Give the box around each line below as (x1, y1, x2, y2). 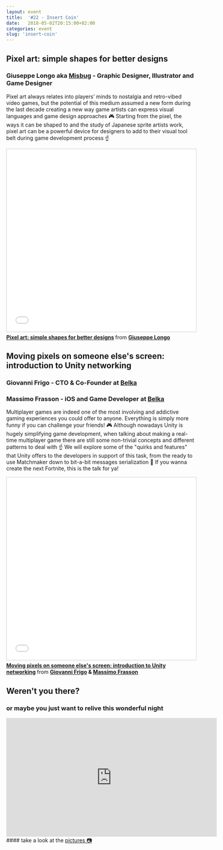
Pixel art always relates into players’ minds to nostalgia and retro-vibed (6, 93, 182, 100)
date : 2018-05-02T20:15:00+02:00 (6, 20, 96, 26)
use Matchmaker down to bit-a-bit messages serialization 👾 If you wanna (6, 459, 188, 466)
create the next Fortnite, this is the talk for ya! (6, 465, 119, 472)
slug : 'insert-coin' (6, 31, 58, 37)
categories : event (6, 25, 52, 32)
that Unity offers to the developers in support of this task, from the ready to (6, 452, 193, 459)
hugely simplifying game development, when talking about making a (6, 430, 176, 438)
